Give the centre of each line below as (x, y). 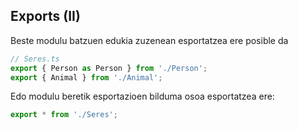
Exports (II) (45, 16)
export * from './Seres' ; (64, 115)
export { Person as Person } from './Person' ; (109, 68)
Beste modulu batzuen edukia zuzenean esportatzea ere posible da (149, 40)
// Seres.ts (35, 59)
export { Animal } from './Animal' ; (86, 77)
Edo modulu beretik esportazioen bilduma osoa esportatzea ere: (142, 96)
